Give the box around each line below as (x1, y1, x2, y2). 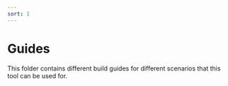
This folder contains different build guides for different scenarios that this (7, 64, 221, 73)
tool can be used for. (7, 71, 68, 80)
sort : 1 (7, 10, 30, 18)
